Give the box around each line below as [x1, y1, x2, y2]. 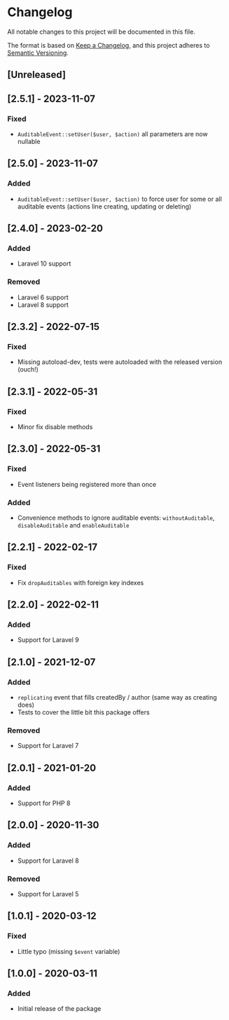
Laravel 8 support [17, 300, 69, 309]
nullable [17, 138, 41, 146]
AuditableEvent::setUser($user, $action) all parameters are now [17, 130, 208, 138]
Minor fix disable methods [17, 423, 93, 431]
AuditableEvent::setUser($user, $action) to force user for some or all [17, 195, 222, 203]
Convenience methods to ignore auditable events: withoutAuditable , [17, 514, 215, 522]
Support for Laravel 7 [17, 742, 79, 750]
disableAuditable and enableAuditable [17, 521, 130, 530]
